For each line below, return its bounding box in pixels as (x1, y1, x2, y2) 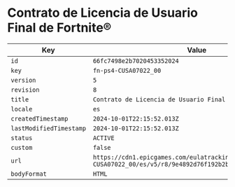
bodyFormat (10, 169, 47, 178)
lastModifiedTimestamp (10, 124, 86, 132)
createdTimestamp (10, 114, 69, 123)
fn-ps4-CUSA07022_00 (92, 67, 162, 74)
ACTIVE (92, 134, 115, 141)
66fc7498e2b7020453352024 (92, 57, 180, 64)
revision (10, 85, 40, 94)
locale (10, 105, 33, 113)
